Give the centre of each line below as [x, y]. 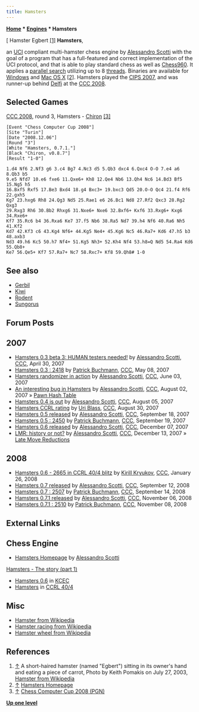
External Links [33, 523]
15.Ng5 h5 [18, 185]
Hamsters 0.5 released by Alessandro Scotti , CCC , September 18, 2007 [102, 414]
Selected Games [37, 102]
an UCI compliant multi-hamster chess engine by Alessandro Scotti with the [99, 52]
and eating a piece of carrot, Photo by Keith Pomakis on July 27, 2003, [101, 672]
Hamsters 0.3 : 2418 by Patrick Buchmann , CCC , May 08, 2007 [92, 370]
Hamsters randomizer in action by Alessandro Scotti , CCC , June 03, [98, 377]
